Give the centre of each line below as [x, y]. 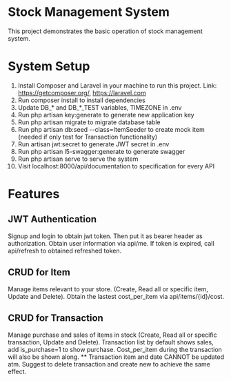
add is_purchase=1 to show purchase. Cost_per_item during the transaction [115, 349]
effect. [17, 371]
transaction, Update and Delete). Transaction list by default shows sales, [111, 342]
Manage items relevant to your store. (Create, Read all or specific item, [108, 289]
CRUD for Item [39, 272]
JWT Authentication [52, 219]
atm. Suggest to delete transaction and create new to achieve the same [109, 364]
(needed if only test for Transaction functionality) [88, 137]
